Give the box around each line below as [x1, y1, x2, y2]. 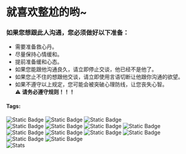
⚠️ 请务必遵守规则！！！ [14, 88, 75, 96]
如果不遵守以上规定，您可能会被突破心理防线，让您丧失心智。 [14, 81, 168, 88]
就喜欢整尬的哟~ [6, 5, 88, 19]
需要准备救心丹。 [14, 43, 58, 51]
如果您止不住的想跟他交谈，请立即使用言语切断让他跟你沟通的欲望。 [14, 73, 184, 81]
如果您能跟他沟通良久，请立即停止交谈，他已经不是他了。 [14, 66, 157, 73]
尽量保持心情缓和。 [14, 51, 63, 58]
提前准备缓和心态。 [14, 58, 63, 66]
